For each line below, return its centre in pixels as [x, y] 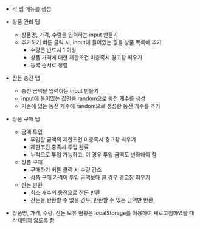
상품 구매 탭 [26, 119]
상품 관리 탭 [26, 22]
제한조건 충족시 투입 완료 [60, 147]
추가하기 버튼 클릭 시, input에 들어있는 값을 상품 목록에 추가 [91, 42]
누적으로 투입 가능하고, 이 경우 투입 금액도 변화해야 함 [93, 154]
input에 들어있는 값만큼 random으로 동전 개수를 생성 [83, 98]
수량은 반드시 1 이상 [53, 50]
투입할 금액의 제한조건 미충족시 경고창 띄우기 [83, 139]
